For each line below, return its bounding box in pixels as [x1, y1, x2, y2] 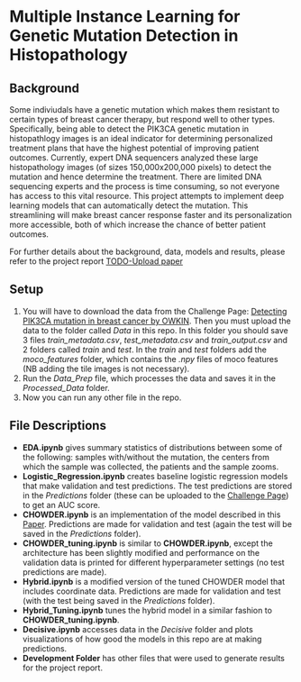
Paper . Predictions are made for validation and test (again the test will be [22, 518, 293, 529]
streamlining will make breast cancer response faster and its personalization [9, 210, 293, 220]
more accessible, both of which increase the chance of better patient [9, 219, 266, 230]
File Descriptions [9, 418, 106, 433]
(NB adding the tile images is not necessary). [22, 363, 190, 374]
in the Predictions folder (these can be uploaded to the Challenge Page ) [22, 489, 289, 501]
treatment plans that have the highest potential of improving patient [9, 142, 260, 153]
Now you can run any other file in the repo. [22, 392, 182, 403]
